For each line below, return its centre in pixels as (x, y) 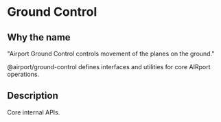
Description (33, 96)
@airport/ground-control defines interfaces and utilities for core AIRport (109, 67)
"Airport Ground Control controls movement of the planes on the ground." (111, 53)
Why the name (39, 37)
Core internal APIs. (34, 112)
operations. (23, 74)
